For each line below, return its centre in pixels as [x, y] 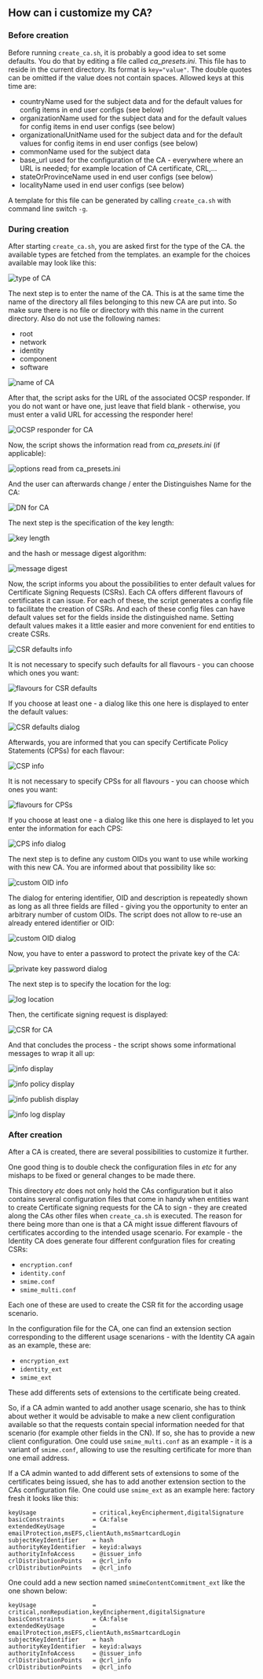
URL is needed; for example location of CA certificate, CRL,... [118, 168]
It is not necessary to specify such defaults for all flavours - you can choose [131, 664]
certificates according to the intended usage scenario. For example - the [126, 1232]
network [33, 342]
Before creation [38, 35]
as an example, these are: [50, 1345]
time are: [22, 86]
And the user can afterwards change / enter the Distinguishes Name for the [130, 484]
